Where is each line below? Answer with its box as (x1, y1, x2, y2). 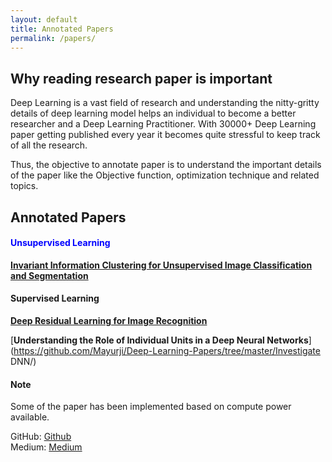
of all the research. (10, 139, 88, 151)
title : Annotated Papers (10, 24, 114, 34)
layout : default (10, 14, 78, 25)
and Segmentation (10, 269, 89, 281)
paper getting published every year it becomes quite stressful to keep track (10, 129, 321, 141)
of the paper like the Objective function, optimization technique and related (10, 169, 320, 181)
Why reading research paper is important (10, 70, 273, 87)
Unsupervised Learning (10, 237, 111, 249)
